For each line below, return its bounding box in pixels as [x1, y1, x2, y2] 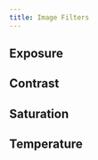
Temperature [9, 137, 83, 152]
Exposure [9, 46, 64, 61]
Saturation [9, 106, 69, 121]
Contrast [9, 76, 60, 92]
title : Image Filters [9, 12, 90, 22]
